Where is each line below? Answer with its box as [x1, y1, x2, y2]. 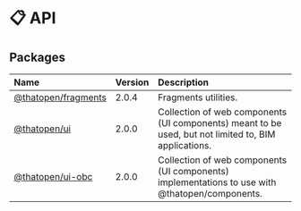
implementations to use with [158, 176, 277, 189]
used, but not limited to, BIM [158, 128, 276, 140]
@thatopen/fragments [13, 91, 107, 104]
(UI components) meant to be [158, 117, 282, 129]
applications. [158, 139, 212, 151]
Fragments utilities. [158, 91, 238, 104]
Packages [9, 49, 65, 64]
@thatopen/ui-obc [13, 171, 93, 182]
